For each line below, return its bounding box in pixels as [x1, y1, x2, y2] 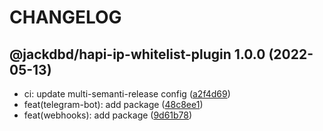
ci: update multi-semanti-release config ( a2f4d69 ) [23, 88, 231, 100]
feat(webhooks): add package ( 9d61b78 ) [23, 109, 193, 121]
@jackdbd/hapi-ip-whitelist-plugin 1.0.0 [9, 46, 266, 63]
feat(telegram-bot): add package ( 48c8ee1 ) [23, 99, 204, 110]
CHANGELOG [9, 6, 122, 29]
